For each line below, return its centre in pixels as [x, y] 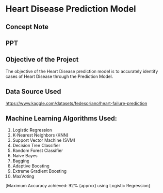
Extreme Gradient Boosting [40, 171]
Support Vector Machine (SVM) [44, 140]
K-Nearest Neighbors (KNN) [41, 135]
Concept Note [27, 27]
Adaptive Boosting [31, 166]
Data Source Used [33, 92]
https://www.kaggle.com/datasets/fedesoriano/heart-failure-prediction [76, 103]
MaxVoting [23, 176]
